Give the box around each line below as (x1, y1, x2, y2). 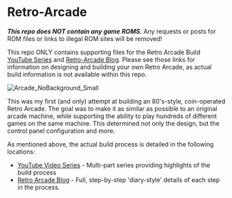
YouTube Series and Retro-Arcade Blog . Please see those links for (7, 55, 196, 63)
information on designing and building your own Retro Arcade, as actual (7, 63, 212, 71)
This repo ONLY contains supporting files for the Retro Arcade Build (7, 48, 201, 56)
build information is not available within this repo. (7, 70, 148, 79)
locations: (7, 147, 35, 156)
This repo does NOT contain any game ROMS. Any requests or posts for (7, 27, 217, 35)
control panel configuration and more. (7, 126, 116, 135)
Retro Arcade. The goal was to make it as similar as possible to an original (7, 104, 217, 113)
